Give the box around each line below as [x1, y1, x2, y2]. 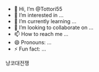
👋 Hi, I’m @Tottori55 [13, 6, 63, 12]
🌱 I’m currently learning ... [13, 18, 77, 24]
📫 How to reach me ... [13, 31, 69, 37]
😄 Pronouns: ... [13, 39, 52, 46]
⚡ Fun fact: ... [13, 45, 46, 52]
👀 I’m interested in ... [13, 12, 64, 19]
